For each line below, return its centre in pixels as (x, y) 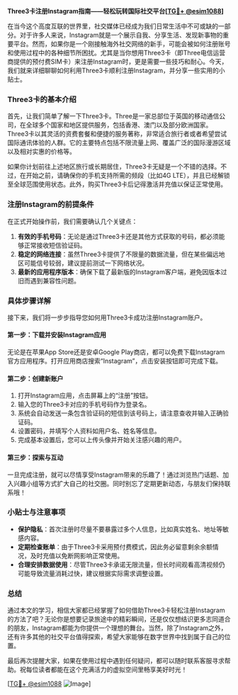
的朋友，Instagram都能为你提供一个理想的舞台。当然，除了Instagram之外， (117, 628)
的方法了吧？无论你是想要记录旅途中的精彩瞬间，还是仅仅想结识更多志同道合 (119, 619)
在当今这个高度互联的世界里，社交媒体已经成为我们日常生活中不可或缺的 (113, 26)
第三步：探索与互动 (35, 457)
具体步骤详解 (29, 300)
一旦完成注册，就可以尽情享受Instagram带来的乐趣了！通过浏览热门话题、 (115, 475)
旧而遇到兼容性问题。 (49, 281)
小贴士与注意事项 (36, 512)
